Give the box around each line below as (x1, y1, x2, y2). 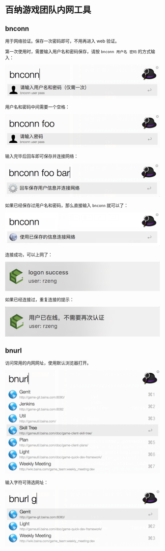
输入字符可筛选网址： (5, 479, 48, 485)
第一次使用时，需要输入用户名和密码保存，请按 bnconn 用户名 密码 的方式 (5, 49, 151, 54)
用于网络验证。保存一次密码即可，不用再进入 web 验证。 (5, 38, 119, 44)
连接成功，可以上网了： (5, 252, 53, 258)
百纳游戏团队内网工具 (5, 4, 92, 16)
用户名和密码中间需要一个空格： (5, 104, 70, 110)
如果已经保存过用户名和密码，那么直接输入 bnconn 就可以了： (5, 202, 129, 208)
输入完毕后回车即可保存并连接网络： (5, 153, 79, 159)
